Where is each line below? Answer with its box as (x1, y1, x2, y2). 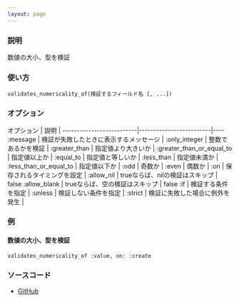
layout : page (7, 10, 46, 18)
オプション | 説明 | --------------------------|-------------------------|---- (7, 126, 225, 134)
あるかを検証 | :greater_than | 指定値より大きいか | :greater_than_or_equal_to (7, 144, 233, 152)
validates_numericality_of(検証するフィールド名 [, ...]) (7, 91, 173, 98)
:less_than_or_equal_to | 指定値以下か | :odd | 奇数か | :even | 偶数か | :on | (7, 161, 225, 170)
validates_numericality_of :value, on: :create (7, 252, 152, 259)
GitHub (17, 286, 39, 295)
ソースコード (7, 270, 51, 280)
